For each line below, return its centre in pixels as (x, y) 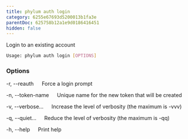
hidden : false (24, 28)
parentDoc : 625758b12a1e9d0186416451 (53, 22)
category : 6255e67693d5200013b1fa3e (51, 17)
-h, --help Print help (34, 130)
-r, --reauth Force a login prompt (50, 84)
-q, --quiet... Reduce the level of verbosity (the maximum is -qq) (88, 118)
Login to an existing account (41, 45)
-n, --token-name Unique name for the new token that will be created (94, 95)
